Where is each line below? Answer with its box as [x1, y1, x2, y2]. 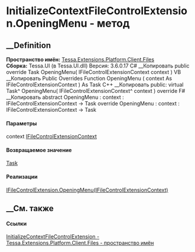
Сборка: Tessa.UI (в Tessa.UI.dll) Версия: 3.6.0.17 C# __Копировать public [6, 62, 190, 69]
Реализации [6, 173, 38, 180]
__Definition [6, 40, 51, 50]
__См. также [6, 203, 54, 214]
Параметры [6, 119, 37, 127]
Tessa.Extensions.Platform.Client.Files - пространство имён [6, 240, 154, 247]
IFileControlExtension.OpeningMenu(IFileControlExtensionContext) [6, 186, 168, 193]
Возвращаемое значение [6, 146, 72, 153]
